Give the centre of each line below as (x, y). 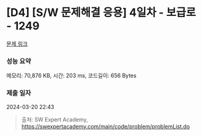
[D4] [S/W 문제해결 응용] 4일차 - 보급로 (101, 13)
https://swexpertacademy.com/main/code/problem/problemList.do (106, 126)
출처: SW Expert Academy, (54, 119)
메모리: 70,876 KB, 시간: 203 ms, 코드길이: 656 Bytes (71, 76)
